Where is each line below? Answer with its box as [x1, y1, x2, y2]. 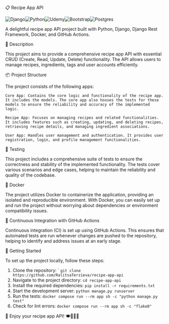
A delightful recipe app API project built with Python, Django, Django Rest [5, 26, 158, 32]
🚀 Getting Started [5, 248, 41, 254]
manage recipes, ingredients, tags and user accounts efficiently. [5, 62, 139, 68]
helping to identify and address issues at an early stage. [5, 238, 122, 244]
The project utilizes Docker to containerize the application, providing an [5, 192, 154, 197]
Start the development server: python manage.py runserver [12, 288, 135, 294]
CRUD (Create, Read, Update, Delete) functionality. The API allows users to [5, 57, 161, 62]
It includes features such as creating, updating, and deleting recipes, [5, 120, 164, 125]
